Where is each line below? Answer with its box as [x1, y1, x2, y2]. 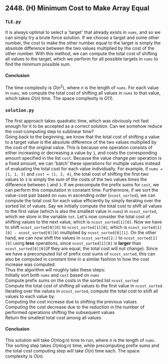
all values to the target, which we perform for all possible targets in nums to [5, 56, 158, 62]
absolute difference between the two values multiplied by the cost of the [5, 45, 154, 51]
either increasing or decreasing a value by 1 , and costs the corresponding [5, 150, 157, 156]
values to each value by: [5, 293, 55, 299]
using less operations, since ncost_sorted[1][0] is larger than [13, 240, 141, 246]
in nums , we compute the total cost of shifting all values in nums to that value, [5, 90, 161, 96]
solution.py [5, 108, 34, 113]
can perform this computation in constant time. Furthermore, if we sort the [5, 187, 158, 193]
